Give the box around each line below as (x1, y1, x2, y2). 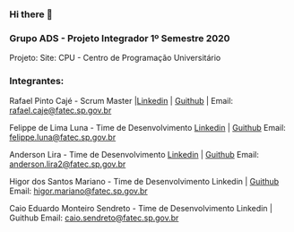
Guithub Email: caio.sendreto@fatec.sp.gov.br (9, 212, 179, 223)
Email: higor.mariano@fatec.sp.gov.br (9, 185, 148, 196)
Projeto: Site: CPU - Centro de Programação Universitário (9, 53, 221, 64)
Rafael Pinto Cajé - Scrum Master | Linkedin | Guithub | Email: (9, 95, 234, 106)
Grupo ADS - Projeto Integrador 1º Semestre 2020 (9, 31, 230, 44)
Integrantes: (9, 75, 65, 88)
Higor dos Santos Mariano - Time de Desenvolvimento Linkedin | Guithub (9, 176, 280, 186)
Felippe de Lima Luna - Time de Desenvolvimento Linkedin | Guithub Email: (9, 122, 287, 133)
